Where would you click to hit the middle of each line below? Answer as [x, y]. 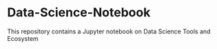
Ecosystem [23, 38]
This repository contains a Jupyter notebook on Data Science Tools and [109, 31]
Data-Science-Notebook [79, 13]
